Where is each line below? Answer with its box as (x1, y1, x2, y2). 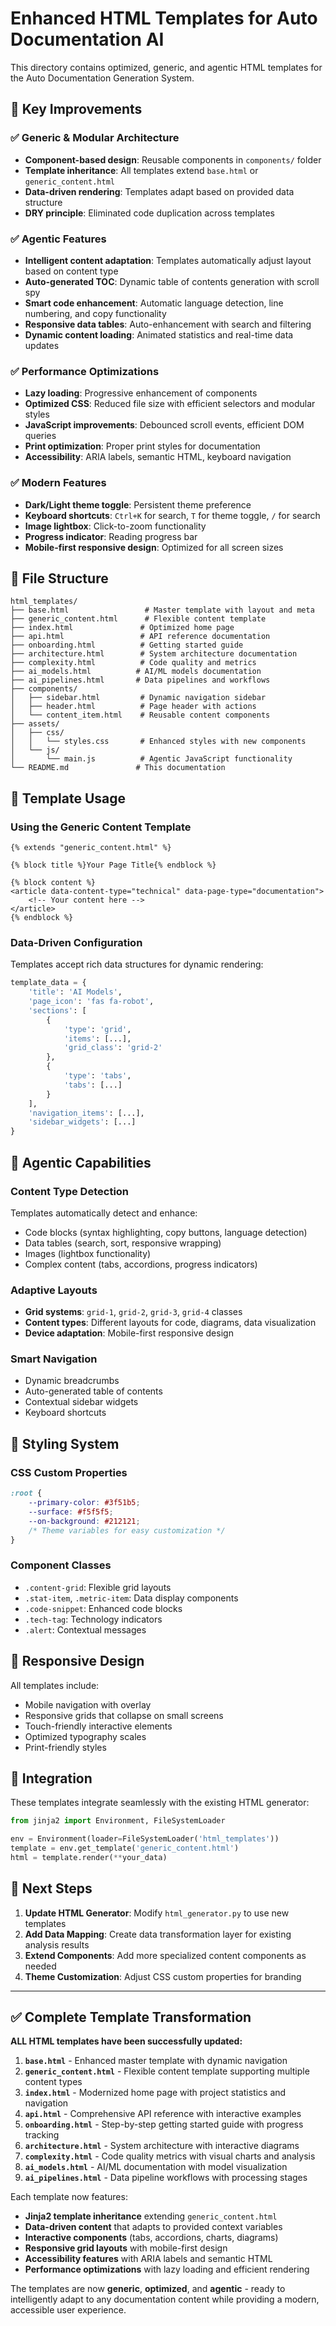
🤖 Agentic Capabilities (10, 1154, 152, 1171)
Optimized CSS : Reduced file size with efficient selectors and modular (24, 398, 316, 410)
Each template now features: (10, 2191, 128, 2203)
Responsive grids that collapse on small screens (24, 1709, 224, 1721)
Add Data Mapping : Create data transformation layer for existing (24, 1928, 292, 1940)
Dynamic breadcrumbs (24, 1375, 120, 1387)
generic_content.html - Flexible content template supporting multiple (24, 2065, 310, 2077)
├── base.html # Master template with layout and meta (10, 605, 315, 616)
